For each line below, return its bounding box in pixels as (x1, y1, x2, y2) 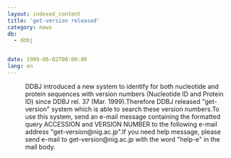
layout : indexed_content (7, 10, 81, 18)
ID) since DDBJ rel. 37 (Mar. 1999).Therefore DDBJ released (25, 97, 200, 105)
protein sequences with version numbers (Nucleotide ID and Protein (25, 90, 224, 98)
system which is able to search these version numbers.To (50, 105, 220, 113)
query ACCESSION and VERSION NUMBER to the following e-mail (25, 120, 218, 128)
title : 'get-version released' (7, 17, 100, 24)
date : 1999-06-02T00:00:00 (7, 56, 87, 63)
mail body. (25, 142, 55, 151)
